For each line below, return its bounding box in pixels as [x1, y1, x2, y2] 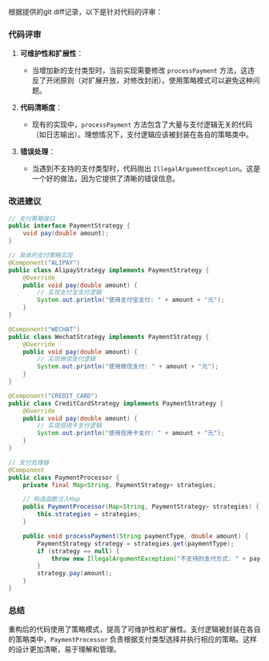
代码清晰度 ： [19, 103, 62, 112]
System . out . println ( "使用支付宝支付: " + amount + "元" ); [37, 296, 225, 304]
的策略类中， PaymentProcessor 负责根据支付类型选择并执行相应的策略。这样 [8, 635, 258, 644]
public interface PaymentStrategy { [8, 222, 130, 230]
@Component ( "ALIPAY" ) [8, 259, 81, 267]
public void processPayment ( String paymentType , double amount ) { [22, 532, 249, 540]
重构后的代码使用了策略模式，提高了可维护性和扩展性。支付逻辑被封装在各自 [8, 624, 261, 635]
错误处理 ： [19, 147, 56, 156]
